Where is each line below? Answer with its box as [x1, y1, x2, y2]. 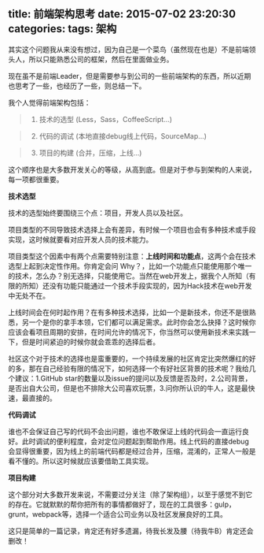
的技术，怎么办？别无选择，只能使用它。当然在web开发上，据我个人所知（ [8, 271, 249, 280]
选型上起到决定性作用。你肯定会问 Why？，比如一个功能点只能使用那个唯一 [8, 261, 252, 270]
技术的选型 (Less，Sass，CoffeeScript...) [38, 114, 173, 124]
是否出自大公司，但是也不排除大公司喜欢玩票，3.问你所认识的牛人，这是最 [8, 383, 249, 392]
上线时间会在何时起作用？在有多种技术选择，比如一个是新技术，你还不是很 [8, 307, 249, 317]
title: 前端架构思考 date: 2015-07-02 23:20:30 [8, 7, 236, 21]
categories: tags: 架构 [8, 22, 117, 35]
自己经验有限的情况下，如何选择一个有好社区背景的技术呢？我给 [42, 363, 249, 373]
